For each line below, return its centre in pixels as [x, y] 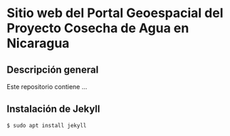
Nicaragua [38, 43]
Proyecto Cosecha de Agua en [98, 28]
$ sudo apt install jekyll [47, 125]
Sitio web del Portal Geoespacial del [115, 13]
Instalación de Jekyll [53, 109]
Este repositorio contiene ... [47, 87]
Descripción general [53, 69]
